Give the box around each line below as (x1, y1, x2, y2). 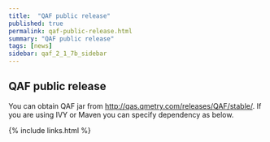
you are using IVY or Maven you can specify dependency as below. (8, 110, 234, 119)
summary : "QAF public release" (8, 34, 115, 43)
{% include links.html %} (8, 125, 91, 135)
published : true (8, 19, 63, 28)
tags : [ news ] (8, 42, 53, 50)
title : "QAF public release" (8, 11, 111, 20)
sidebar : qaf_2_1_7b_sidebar (8, 49, 107, 58)
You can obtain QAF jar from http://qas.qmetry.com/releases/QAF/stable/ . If (8, 101, 262, 110)
